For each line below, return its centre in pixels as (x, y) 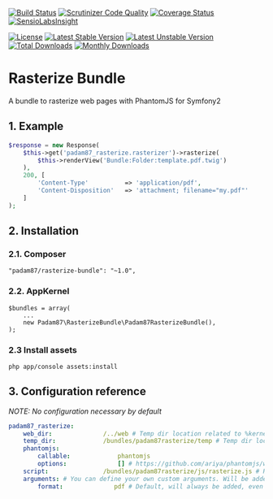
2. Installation (44, 231)
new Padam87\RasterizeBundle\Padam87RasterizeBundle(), (120, 322)
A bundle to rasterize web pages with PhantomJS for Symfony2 (115, 101)
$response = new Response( (54, 145)
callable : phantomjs (94, 456)
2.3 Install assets (43, 349)
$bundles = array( (39, 308)
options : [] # (85, 464)
